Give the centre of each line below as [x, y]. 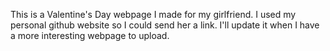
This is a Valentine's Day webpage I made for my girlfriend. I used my [153, 14]
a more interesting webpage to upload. [90, 35]
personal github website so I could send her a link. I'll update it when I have [165, 25]
